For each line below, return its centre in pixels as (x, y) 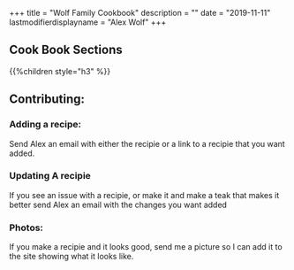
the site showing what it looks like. (72, 257)
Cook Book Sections (66, 50)
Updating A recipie (50, 176)
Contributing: (47, 100)
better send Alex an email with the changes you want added (118, 204)
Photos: (26, 228)
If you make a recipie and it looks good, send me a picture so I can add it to (146, 247)
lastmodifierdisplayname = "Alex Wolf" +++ (88, 22)
